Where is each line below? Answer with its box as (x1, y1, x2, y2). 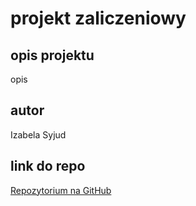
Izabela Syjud (10, 128, 67, 141)
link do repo (10, 158, 86, 175)
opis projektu (10, 47, 95, 64)
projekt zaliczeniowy (10, 7, 187, 30)
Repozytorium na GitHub (10, 184, 112, 196)
